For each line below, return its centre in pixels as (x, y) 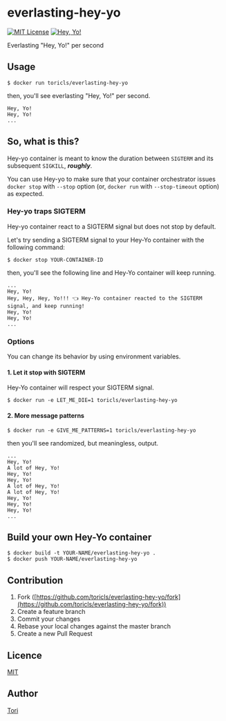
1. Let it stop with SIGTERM (46, 372)
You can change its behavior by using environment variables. (94, 356)
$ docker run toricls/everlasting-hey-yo (68, 83)
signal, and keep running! (46, 306)
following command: (36, 247)
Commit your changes (49, 619)
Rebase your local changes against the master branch (94, 626)
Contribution (35, 580)
